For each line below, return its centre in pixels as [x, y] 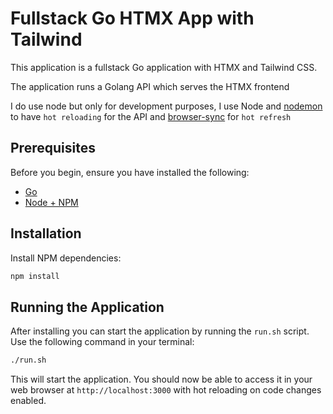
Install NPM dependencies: [66, 258]
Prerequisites [53, 148]
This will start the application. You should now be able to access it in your [161, 379]
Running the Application [87, 307]
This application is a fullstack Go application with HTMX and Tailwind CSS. [164, 67]
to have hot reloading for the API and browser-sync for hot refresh [151, 116]
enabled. [28, 401]
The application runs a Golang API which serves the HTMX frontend [150, 86]
